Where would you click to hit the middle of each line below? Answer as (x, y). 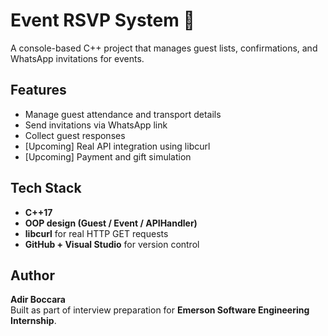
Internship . (33, 321)
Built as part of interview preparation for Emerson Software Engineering (160, 310)
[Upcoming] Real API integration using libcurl (117, 146)
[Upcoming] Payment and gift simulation (108, 156)
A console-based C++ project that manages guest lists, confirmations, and (164, 48)
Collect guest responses (75, 135)
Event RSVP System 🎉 (102, 20)
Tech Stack (46, 188)
